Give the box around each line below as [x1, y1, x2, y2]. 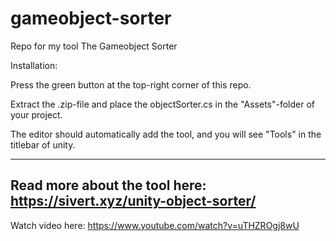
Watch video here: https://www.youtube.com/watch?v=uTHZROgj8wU [10, 219, 300, 231]
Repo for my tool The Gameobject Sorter [10, 40, 178, 52]
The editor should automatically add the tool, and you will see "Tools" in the [10, 128, 322, 140]
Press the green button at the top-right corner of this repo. [10, 78, 252, 91]
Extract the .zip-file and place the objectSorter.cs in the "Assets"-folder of [10, 98, 316, 110]
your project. [10, 108, 63, 121]
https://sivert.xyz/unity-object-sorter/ [10, 193, 257, 210]
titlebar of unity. [10, 138, 76, 151]
